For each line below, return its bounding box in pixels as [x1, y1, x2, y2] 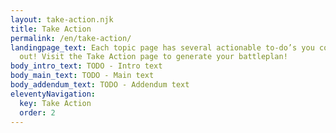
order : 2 [19, 107, 56, 118]
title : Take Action [10, 24, 92, 34]
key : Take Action [19, 98, 92, 108]
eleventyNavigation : [10, 89, 97, 99]
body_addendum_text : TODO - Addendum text [10, 80, 190, 90]
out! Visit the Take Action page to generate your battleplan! [19, 52, 288, 62]
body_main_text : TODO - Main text [10, 71, 155, 81]
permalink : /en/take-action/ [10, 33, 132, 43]
